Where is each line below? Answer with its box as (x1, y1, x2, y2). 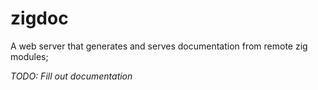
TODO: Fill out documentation (10, 70, 133, 82)
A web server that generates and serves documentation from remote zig (10, 40, 308, 52)
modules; (10, 50, 49, 62)
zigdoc (10, 7, 69, 30)
